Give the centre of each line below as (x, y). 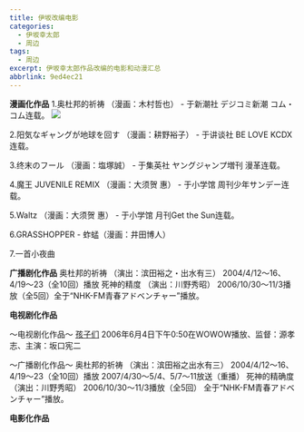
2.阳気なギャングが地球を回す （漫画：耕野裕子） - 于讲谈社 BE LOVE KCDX (151, 134)
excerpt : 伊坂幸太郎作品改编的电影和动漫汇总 (85, 69)
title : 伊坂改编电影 (44, 18)
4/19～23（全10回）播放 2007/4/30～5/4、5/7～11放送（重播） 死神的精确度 (152, 376)
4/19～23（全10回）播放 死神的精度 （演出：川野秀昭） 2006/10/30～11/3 (147, 284)
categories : (32, 26)
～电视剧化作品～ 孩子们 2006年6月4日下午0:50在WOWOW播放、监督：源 (148, 334)
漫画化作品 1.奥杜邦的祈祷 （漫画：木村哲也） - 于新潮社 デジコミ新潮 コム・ (152, 103)
